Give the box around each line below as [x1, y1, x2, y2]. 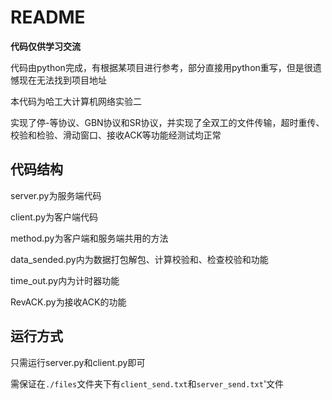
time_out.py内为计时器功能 [10, 274, 120, 286]
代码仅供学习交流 [10, 40, 81, 52]
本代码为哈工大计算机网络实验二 [10, 95, 142, 107]
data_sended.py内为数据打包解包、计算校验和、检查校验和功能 [10, 253, 269, 265]
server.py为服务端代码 [10, 189, 102, 201]
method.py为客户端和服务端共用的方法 [10, 232, 169, 244]
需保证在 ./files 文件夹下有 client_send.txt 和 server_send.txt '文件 [10, 377, 285, 390]
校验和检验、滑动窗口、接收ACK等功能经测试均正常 [10, 129, 222, 141]
